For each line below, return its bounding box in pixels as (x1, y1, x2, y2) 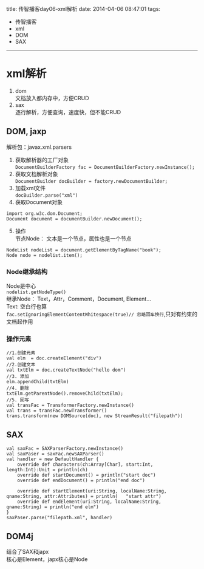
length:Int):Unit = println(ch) (6, 467, 88, 473)
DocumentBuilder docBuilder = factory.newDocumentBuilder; (15, 178, 168, 184)
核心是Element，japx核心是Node (6, 555, 88, 563)
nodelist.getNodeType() (6, 289, 67, 296)
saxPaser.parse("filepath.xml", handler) (6, 515, 113, 521)
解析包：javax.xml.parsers (6, 143, 72, 151)
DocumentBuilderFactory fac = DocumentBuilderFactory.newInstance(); (15, 164, 195, 170)
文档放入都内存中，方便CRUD (15, 94, 89, 101)
